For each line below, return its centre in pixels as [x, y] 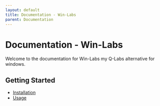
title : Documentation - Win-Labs [41, 15]
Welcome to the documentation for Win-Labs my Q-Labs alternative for [80, 59]
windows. [15, 64]
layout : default [22, 10]
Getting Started [30, 80]
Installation [24, 93]
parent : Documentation [29, 19]
